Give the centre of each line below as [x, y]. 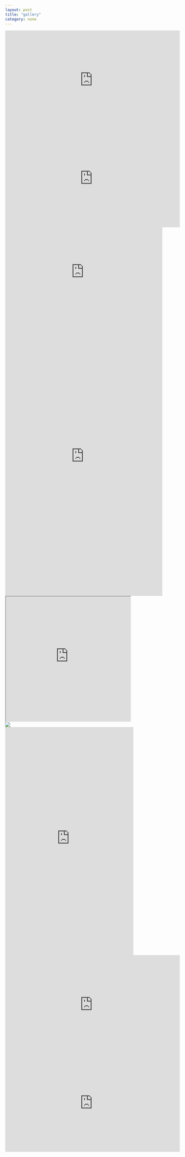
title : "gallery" [23, 14]
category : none [21, 19]
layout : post [19, 10]
